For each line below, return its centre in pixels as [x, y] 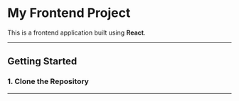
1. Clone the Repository [48, 81]
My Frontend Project [69, 13]
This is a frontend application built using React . [76, 32]
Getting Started [42, 61]
